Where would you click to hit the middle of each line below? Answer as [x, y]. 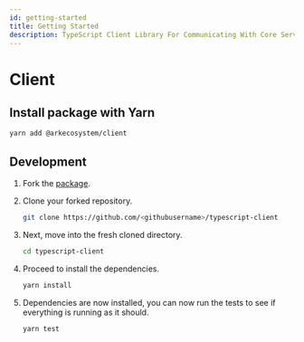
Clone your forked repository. [77, 201]
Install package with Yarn [82, 113]
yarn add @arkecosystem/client [68, 133]
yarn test [41, 328]
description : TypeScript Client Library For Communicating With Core [143, 34]
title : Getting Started [54, 26]
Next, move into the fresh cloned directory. [102, 234]
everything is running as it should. [85, 312]
